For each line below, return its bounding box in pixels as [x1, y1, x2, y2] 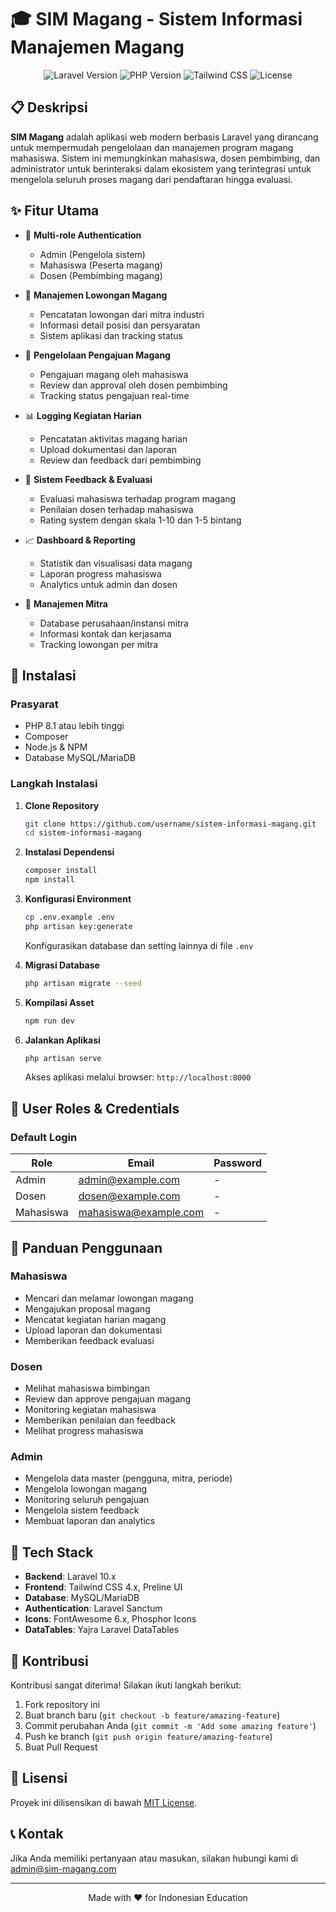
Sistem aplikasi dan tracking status [39, 329, 184, 341]
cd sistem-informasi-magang [24, 828, 142, 838]
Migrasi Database [24, 959, 100, 971]
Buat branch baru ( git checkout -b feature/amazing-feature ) [24, 1709, 281, 1721]
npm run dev [24, 1016, 75, 1026]
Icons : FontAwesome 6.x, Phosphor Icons [24, 1613, 197, 1625]
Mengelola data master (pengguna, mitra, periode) [24, 1472, 233, 1485]
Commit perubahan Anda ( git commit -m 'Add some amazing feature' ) [24, 1720, 317, 1732]
